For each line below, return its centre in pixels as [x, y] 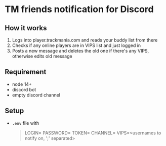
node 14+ [22, 84]
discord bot [24, 89]
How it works [26, 28]
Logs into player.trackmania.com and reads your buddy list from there [85, 40]
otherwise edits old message [42, 56]
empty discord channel [36, 95]
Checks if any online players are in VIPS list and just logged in [76, 45]
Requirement [26, 72]
